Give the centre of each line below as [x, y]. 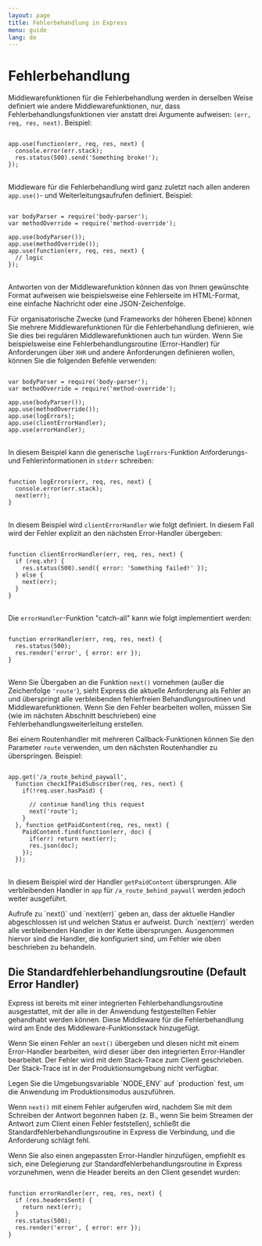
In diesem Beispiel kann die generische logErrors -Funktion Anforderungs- [128, 453]
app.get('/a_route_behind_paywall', [68, 778]
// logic [29, 258]
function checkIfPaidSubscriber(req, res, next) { [99, 784]
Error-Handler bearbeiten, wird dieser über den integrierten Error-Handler [127, 1051]
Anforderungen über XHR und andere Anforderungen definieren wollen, [122, 352]
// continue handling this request [87, 805]
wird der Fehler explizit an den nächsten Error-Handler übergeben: [115, 534]
